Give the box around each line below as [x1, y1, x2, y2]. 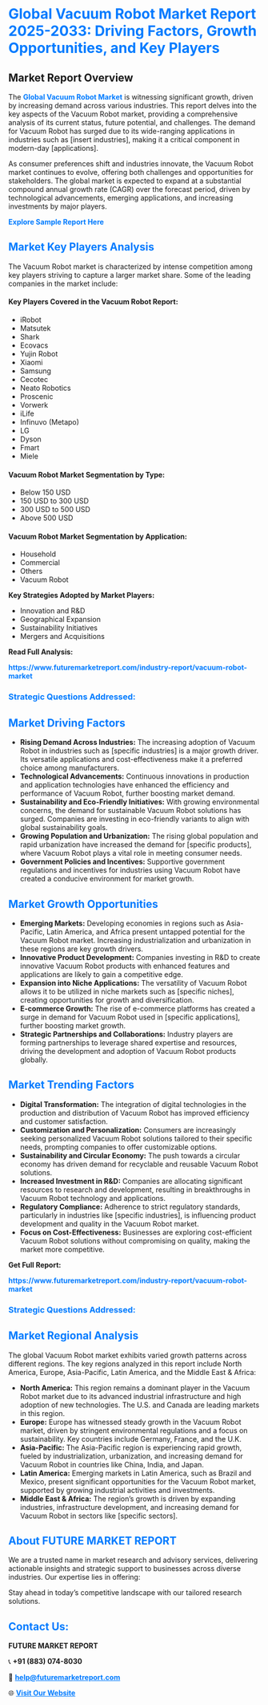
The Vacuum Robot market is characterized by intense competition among [8, 262, 254, 271]
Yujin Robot [19, 349, 58, 359]
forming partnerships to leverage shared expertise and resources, [19, 1037, 238, 1048]
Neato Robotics [19, 383, 71, 393]
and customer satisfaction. [19, 1117, 108, 1126]
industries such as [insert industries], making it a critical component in [8, 135, 240, 144]
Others [19, 567, 43, 576]
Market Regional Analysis [8, 1329, 139, 1343]
